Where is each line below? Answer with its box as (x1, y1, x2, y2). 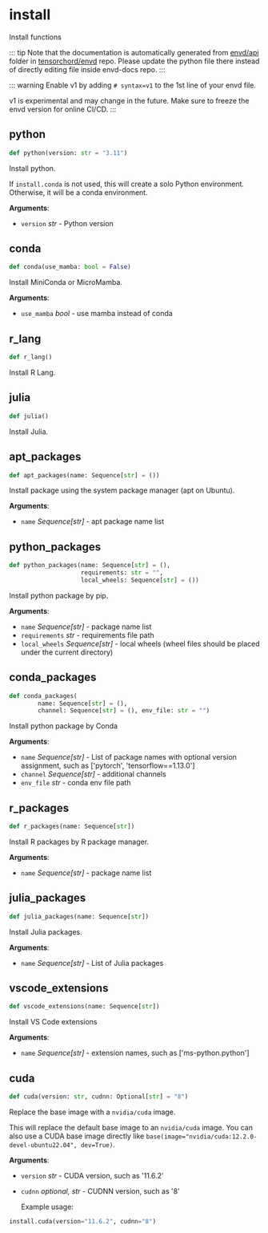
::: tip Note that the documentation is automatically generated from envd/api (9, 47, 259, 57)
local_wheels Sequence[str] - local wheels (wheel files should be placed (20, 639, 261, 648)
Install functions (9, 32, 62, 42)
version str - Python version (20, 218, 114, 228)
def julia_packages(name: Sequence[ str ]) (9, 912, 150, 920)
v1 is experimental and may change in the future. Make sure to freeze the (9, 95, 250, 105)
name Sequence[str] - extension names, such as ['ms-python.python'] (20, 1048, 250, 1058)
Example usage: (20, 1202, 74, 1211)
